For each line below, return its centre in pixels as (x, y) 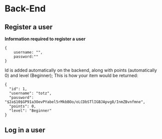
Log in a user (25, 130)
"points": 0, (23, 106)
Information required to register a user (45, 39)
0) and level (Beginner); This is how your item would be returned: (71, 75)
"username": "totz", (30, 93)
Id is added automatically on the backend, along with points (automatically (81, 70)
